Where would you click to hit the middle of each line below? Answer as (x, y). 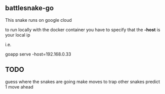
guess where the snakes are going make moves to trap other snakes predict (82, 82)
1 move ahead (19, 87)
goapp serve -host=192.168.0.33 (38, 54)
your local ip (18, 35)
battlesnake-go (29, 8)
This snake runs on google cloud (38, 20)
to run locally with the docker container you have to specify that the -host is (83, 30)
